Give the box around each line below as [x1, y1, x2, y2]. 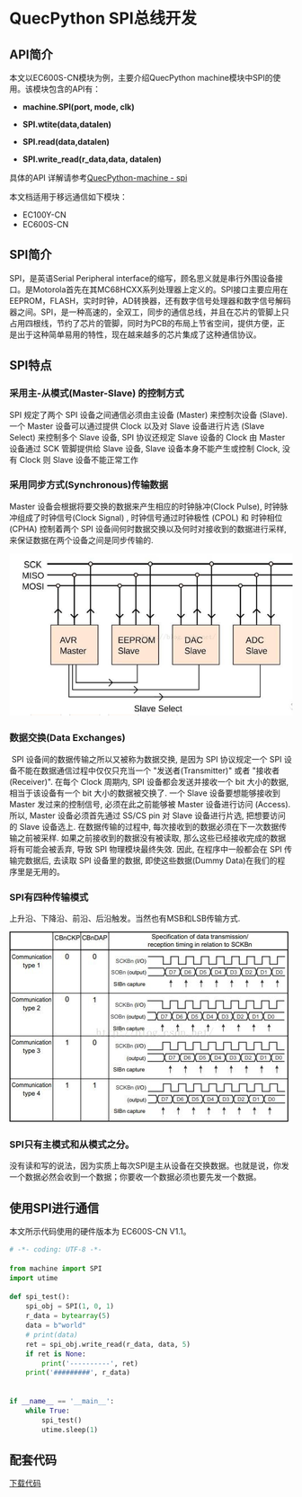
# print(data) [25, 1330, 78, 1340]
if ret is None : [25, 1350, 87, 1359]
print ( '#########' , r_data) [25, 1368, 130, 1377]
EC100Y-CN [22, 209, 67, 220]
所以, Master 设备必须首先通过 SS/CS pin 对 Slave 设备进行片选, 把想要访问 [9, 810, 286, 821]
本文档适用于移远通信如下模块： [9, 192, 128, 202]
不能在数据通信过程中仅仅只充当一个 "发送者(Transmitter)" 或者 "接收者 [16, 765, 280, 776]
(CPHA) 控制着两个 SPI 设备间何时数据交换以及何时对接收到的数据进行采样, [9, 523, 287, 534]
